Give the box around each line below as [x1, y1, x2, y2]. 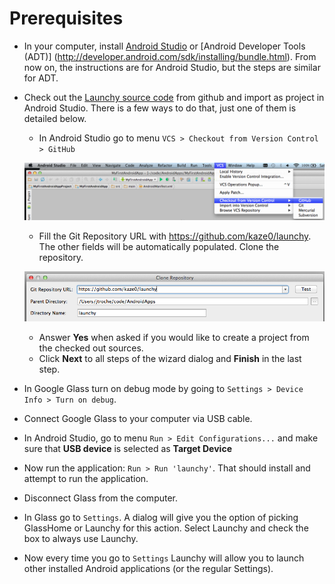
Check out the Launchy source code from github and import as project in [23, 91, 325, 103]
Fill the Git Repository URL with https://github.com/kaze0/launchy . [38, 230, 312, 242]
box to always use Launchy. [23, 532, 139, 544]
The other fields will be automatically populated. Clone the [38, 240, 280, 252]
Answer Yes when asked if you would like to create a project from [38, 331, 310, 343]
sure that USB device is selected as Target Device [23, 442, 232, 454]
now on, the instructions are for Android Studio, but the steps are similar [23, 61, 321, 73]
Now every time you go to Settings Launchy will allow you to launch [23, 552, 305, 564]
